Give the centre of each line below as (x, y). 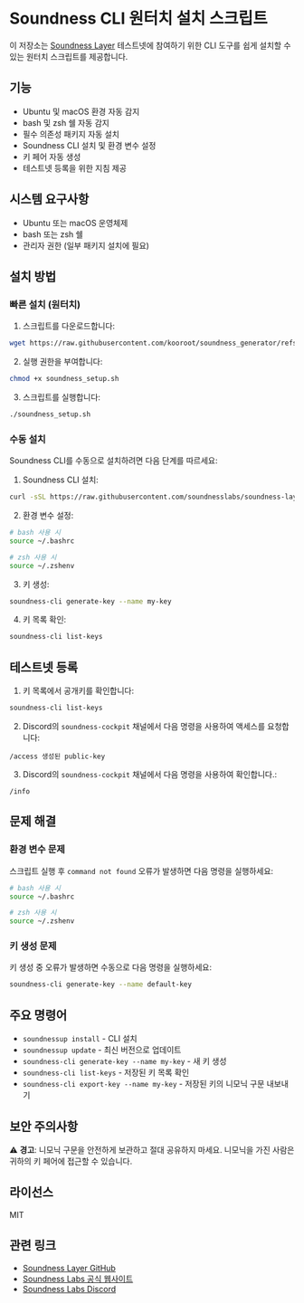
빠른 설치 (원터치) (45, 304)
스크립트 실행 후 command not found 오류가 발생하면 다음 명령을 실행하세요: (142, 870)
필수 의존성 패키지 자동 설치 (71, 134)
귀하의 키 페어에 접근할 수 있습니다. (71, 1161)
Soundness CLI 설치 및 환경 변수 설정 (89, 145)
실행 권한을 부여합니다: (62, 362)
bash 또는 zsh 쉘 (52, 234)
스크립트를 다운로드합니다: (69, 326)
